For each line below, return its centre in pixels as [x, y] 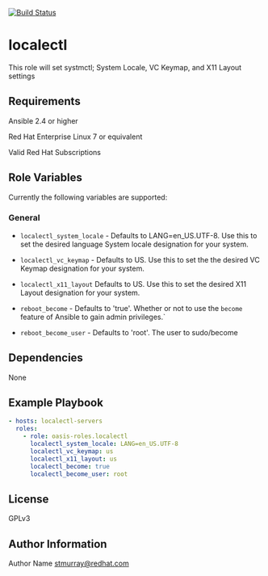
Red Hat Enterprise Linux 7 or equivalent [75, 137]
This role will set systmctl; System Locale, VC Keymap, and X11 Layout [125, 67]
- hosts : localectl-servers [56, 421]
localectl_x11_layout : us [73, 459]
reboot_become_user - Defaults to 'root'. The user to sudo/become [129, 332]
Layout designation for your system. [80, 292]
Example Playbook [56, 403]
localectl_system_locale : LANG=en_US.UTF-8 [104, 444]
